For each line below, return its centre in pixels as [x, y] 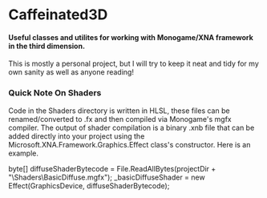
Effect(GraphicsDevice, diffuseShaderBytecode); [89, 185]
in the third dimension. [47, 46]
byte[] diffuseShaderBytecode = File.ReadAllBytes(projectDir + [112, 168]
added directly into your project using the [77, 136]
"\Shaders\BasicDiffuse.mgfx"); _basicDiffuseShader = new [107, 177]
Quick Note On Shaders [55, 93]
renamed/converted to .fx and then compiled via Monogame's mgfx [120, 119]
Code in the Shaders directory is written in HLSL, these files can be [119, 111]
